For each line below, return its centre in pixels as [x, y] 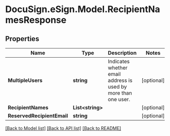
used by [118, 87]
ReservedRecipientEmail [38, 116]
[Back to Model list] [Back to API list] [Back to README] [63, 128]
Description [122, 53]
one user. [119, 99]
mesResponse [36, 20]
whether [118, 68]
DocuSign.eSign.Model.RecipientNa [83, 9]
